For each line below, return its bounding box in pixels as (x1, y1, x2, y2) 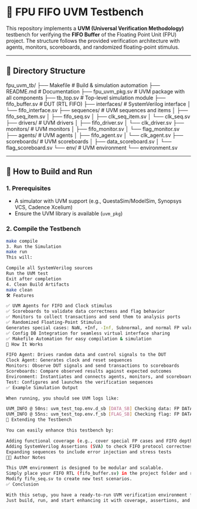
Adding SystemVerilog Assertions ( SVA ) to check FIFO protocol (6, 443, 164, 449)
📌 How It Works (6, 341, 43, 347)
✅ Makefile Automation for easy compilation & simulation (6, 336, 152, 341)
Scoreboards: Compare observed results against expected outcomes (6, 369, 172, 374)
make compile (6, 238, 38, 244)
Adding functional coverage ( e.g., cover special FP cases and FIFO (6, 438, 177, 444)
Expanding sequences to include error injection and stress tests (6, 449, 172, 455)
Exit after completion (6, 276, 62, 282)
